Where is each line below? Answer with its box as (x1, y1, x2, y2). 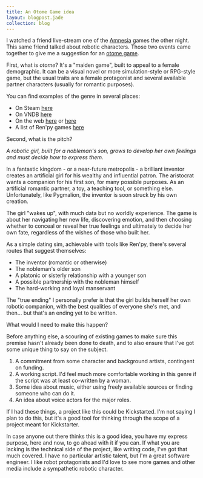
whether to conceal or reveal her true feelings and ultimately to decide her (6, 222, 192, 230)
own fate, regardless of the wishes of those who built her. (6, 229, 150, 236)
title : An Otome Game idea (6, 9, 75, 15)
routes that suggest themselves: (6, 247, 87, 254)
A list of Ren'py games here (15, 124, 84, 131)
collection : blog (6, 20, 50, 26)
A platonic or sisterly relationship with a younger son (15, 271, 147, 279)
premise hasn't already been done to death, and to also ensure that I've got (6, 340, 195, 347)
